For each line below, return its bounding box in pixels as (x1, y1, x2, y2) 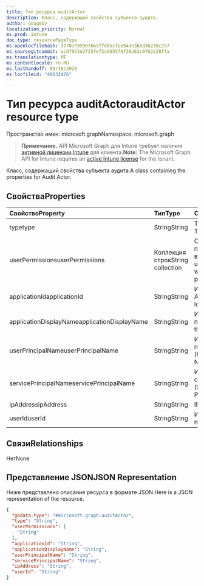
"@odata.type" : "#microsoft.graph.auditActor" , (12, 512, 135, 518)
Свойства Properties (6, 191, 86, 201)
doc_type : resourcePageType (6, 37, 78, 43)
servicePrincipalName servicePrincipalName (9, 379, 135, 387)
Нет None (6, 455, 30, 462)
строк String (154, 256, 188, 264)
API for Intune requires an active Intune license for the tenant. (21, 155, 175, 162)
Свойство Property (9, 209, 66, 217)
